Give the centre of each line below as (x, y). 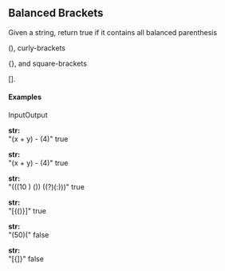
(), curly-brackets (37, 48)
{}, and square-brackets (48, 63)
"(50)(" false (29, 235)
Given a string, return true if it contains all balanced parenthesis (113, 32)
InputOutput (28, 115)
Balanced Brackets (56, 13)
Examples (25, 97)
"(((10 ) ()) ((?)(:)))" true (47, 187)
